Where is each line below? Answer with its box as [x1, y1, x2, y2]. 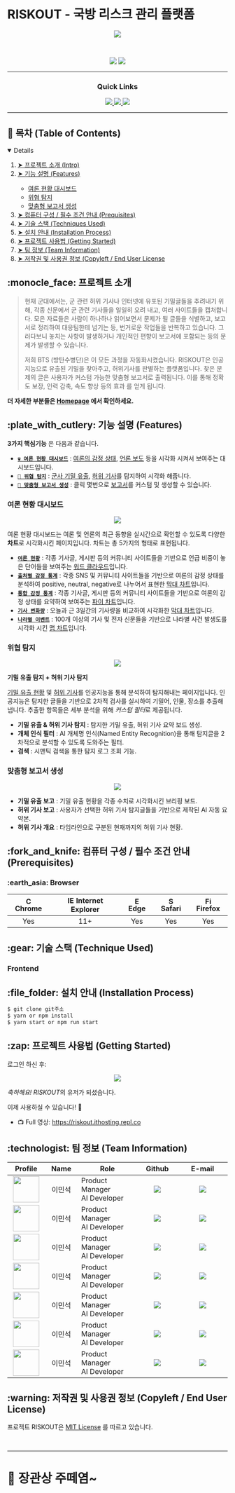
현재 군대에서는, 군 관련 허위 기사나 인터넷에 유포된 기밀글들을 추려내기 [24, 296, 217, 305]
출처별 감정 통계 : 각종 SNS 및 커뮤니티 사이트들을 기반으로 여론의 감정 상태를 [17, 571, 225, 579]
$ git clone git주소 [7, 1006, 64, 1013]
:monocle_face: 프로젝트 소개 [7, 277, 131, 289]
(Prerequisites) [7, 857, 74, 868]
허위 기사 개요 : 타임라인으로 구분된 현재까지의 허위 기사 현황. [17, 823, 183, 831]
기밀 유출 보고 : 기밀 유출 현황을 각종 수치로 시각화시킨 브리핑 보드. [17, 796, 198, 805]
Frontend [7, 963, 39, 973]
